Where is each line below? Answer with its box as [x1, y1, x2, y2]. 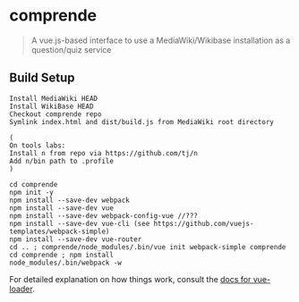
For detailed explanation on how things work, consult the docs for [9, 273, 252, 284]
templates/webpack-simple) [9, 227, 110, 236]
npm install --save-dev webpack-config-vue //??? [9, 211, 199, 220]
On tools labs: [9, 140, 66, 150]
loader [9, 283, 33, 294]
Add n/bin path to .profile [9, 156, 115, 165]
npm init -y [9, 188, 54, 197]
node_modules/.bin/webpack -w [9, 258, 123, 267]
